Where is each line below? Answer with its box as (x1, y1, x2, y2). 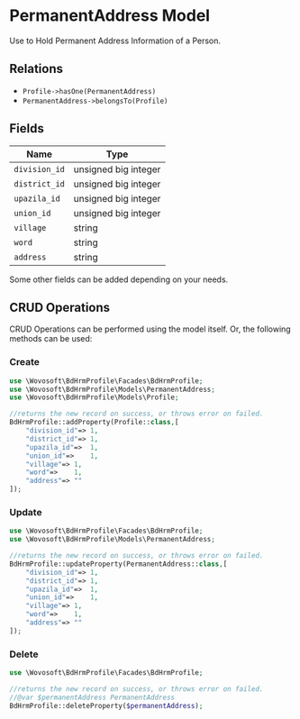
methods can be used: (9, 333, 93, 344)
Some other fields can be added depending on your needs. (9, 274, 229, 285)
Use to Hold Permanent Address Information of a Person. (9, 35, 222, 46)
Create (9, 356, 41, 369)
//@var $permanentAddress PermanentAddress (9, 693, 176, 702)
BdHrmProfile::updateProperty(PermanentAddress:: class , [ (9, 560, 228, 569)
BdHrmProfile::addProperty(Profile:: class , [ (9, 418, 179, 427)
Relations (9, 61, 64, 77)
